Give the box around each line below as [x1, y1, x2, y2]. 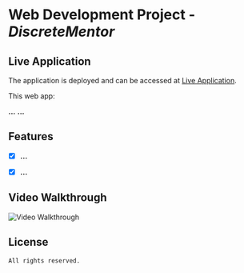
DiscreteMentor [8, 22, 115, 41]
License [8, 235, 49, 249]
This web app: [8, 91, 55, 101]
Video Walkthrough [8, 191, 107, 205]
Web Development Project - [8, 6, 196, 24]
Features [8, 130, 54, 143]
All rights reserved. [8, 256, 81, 265]
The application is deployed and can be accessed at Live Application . [8, 76, 238, 85]
